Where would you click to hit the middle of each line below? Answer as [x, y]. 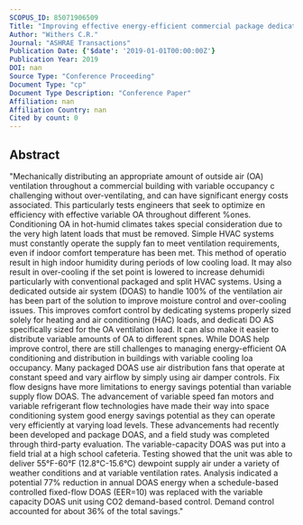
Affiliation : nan [42, 101]
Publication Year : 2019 [54, 59]
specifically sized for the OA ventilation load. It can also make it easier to [144, 329]
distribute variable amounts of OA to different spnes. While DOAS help [140, 339]
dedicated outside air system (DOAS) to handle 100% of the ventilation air [146, 291]
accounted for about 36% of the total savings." [96, 511]
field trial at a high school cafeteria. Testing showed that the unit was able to [151, 453]
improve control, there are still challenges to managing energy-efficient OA [148, 348]
